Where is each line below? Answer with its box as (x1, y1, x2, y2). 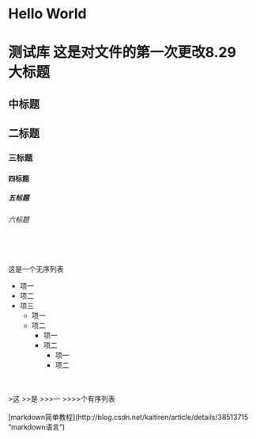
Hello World (8, 5, 87, 23)
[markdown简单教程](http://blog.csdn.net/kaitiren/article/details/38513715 (8, 413, 249, 422)
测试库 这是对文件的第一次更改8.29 (8, 44, 237, 62)
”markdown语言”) (8, 422, 66, 432)
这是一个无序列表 (8, 265, 64, 274)
